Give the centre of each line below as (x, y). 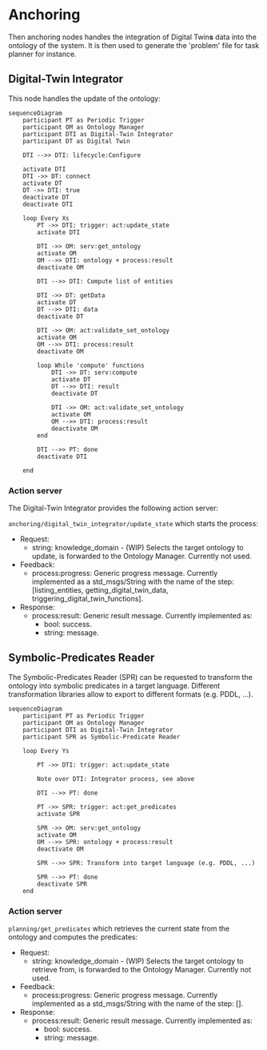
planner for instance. (43, 54)
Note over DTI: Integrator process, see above (116, 778)
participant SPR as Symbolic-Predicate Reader (102, 737)
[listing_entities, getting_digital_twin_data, (100, 590)
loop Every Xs (46, 218)
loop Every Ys (46, 750)
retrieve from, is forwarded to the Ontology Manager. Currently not (141, 970)
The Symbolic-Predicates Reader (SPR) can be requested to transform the (131, 677)
